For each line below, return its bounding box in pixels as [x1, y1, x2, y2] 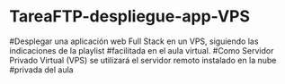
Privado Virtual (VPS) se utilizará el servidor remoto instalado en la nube [9, 55, 277, 65]
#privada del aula [9, 64, 74, 75]
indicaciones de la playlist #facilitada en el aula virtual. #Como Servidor [9, 45, 274, 55]
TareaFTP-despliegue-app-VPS [9, 6, 250, 27]
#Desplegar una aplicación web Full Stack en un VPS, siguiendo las [9, 36, 259, 46]
